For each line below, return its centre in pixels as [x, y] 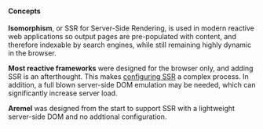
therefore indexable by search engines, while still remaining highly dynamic [130, 45]
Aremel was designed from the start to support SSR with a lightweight [122, 109]
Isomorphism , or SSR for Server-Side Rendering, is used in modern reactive [131, 28]
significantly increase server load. [63, 93]
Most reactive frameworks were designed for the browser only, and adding [131, 68]
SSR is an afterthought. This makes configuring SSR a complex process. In [128, 77]
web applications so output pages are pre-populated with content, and [122, 37]
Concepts [24, 11]
